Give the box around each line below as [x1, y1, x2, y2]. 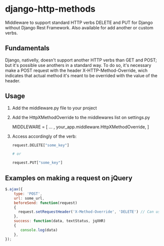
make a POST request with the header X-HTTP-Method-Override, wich [5, 67, 148, 73]
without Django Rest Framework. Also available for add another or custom [5, 24, 154, 30]
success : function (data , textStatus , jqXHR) [14, 219, 106, 224]
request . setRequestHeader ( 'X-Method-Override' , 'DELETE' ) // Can [18, 209, 154, 214]
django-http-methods [5, 3, 96, 15]
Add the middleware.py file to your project [12, 105, 97, 111]
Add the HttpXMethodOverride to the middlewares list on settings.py [12, 114, 150, 120]
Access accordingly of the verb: [12, 133, 77, 139]
